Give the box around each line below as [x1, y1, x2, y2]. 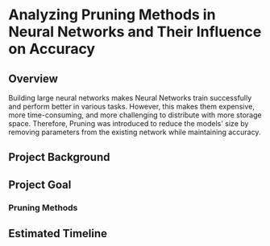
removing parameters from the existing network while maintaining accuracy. [8, 127, 261, 137]
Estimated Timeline [8, 227, 107, 240]
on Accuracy [8, 40, 95, 58]
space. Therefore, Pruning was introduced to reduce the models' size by [8, 119, 249, 128]
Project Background [8, 150, 110, 164]
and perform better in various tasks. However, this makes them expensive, [8, 102, 255, 111]
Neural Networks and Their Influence [8, 23, 262, 41]
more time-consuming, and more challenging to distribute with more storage [8, 110, 262, 120]
